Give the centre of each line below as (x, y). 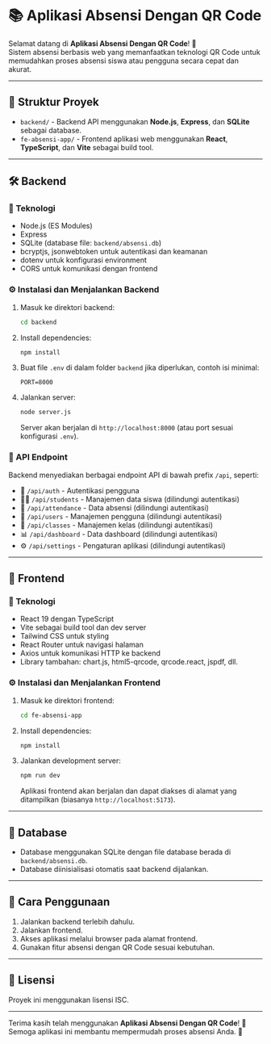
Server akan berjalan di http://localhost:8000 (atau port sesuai (127, 428)
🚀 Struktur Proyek (54, 102)
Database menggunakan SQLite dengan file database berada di (125, 852)
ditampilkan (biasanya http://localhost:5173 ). (98, 799)
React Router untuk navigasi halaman (81, 645)
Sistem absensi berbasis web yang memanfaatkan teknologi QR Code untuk (134, 52)
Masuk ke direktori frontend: (67, 700)
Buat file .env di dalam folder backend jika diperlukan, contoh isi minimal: (140, 367)
